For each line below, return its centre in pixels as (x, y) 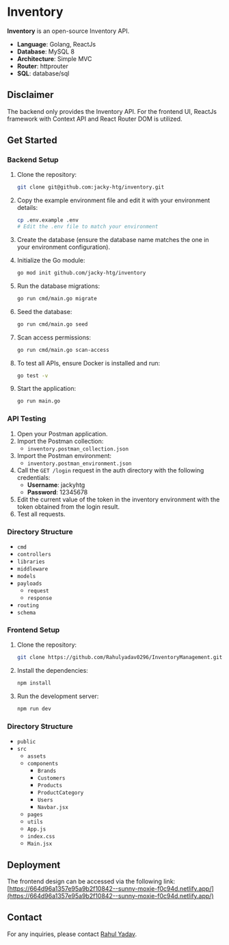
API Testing (27, 419)
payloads (29, 584)
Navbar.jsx (53, 808)
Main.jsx (40, 844)
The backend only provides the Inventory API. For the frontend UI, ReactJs (112, 111)
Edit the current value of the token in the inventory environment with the (118, 499)
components (43, 764)
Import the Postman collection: (60, 441)
